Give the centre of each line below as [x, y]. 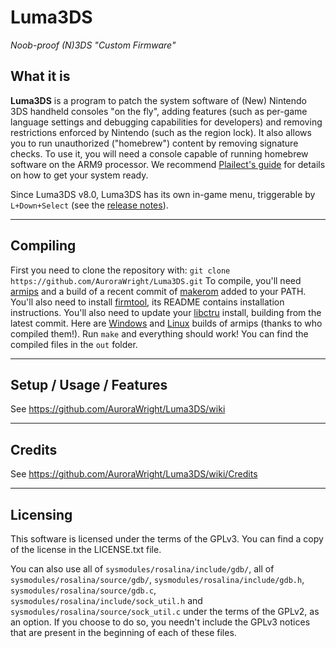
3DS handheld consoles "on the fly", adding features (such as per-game [159, 111]
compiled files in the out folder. [74, 344]
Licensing [41, 514]
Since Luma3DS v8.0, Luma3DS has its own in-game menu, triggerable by [163, 194]
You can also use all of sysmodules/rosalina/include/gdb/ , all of [142, 569]
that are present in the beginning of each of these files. [123, 632]
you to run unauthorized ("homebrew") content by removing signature [154, 143]
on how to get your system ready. [79, 175]
